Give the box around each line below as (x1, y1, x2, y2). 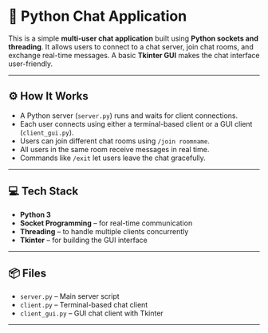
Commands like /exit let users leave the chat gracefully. (19, 153, 206, 163)
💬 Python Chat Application (8, 7, 187, 25)
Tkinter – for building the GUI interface (19, 235, 148, 245)
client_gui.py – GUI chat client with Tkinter (19, 308, 164, 318)
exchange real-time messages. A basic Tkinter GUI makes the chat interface (8, 50, 260, 60)
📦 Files (8, 266, 47, 280)
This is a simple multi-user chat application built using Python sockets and (8, 33, 259, 43)
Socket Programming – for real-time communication (19, 218, 193, 228)
